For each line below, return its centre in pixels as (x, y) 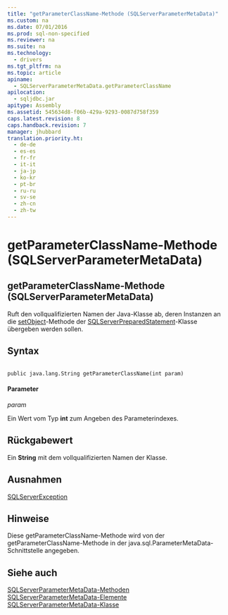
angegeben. (62, 551)
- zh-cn (25, 204)
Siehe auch (32, 572)
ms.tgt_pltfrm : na (34, 66)
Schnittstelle (25, 551)
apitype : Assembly (34, 106)
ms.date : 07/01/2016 (38, 27)
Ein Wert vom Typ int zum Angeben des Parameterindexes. (93, 418)
